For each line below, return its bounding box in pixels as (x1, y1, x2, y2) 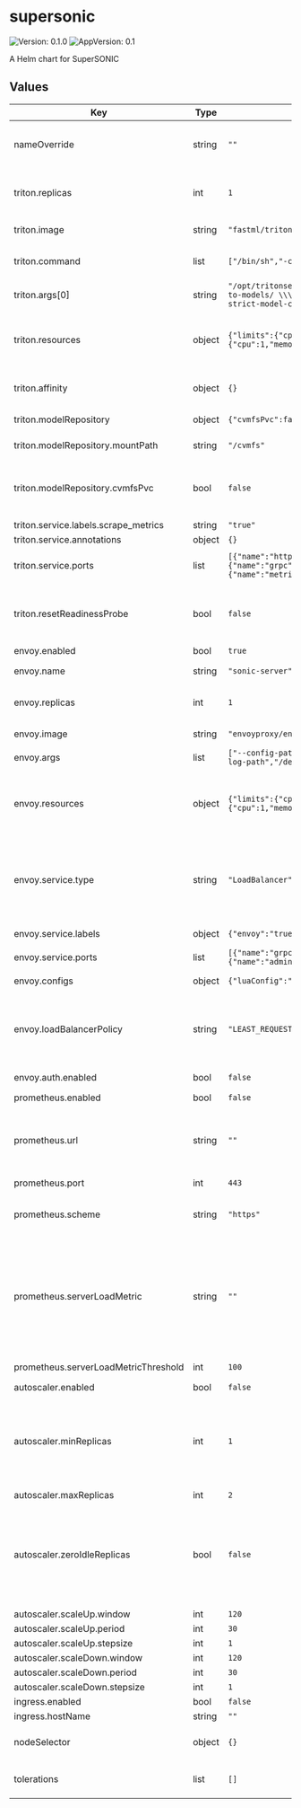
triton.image (13, 223, 64, 235)
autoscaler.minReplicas (13, 1434, 112, 1447)
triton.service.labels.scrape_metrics (13, 518, 164, 531)
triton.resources (13, 333, 81, 346)
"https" (228, 1209, 261, 1219)
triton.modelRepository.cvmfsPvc (13, 481, 154, 494)
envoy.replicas (13, 696, 76, 709)
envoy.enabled (13, 644, 76, 657)
